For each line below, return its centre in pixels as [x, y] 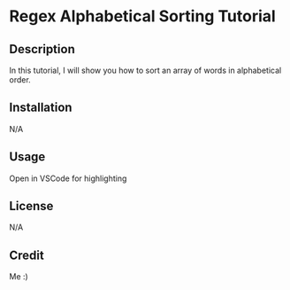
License [31, 206]
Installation [41, 108]
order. [20, 80]
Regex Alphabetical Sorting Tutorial [142, 16]
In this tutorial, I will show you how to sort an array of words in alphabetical [145, 70]
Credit [27, 255]
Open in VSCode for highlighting [68, 178]
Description [42, 49]
